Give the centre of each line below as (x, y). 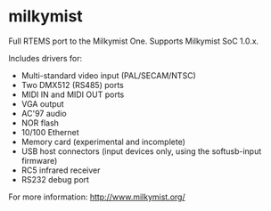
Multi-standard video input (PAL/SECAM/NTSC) (109, 75)
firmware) (39, 160)
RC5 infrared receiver (61, 170)
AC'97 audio (44, 113)
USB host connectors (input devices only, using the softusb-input (141, 151)
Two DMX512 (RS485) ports (72, 85)
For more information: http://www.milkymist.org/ (97, 197)
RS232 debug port (55, 179)
